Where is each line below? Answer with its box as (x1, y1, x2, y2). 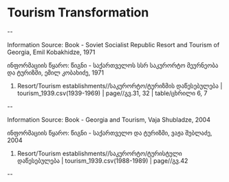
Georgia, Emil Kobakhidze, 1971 (7, 48, 96, 56)
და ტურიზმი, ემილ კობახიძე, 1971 (7, 68, 105, 77)
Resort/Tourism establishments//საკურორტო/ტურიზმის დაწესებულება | (17, 81, 223, 90)
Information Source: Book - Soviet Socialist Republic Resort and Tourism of (7, 40, 220, 49)
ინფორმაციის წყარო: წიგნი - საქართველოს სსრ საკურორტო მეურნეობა (7, 61, 219, 69)
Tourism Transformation (7, 5, 149, 21)
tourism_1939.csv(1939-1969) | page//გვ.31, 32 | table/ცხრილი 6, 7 (17, 89, 208, 97)
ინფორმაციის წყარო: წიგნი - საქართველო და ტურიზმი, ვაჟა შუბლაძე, (7, 129, 212, 137)
